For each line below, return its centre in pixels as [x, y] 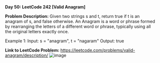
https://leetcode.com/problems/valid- [98, 50]
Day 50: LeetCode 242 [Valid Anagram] [45, 7]
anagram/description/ [27, 55]
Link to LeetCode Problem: [32, 50]
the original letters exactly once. [37, 31]
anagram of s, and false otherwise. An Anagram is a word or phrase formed [80, 21]
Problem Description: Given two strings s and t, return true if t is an [73, 16]
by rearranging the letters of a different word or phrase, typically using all [78, 26]
